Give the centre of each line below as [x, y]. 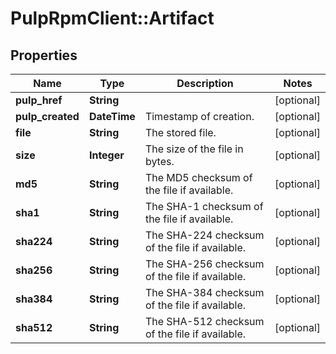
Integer [106, 155]
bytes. [159, 161]
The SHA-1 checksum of [204, 206]
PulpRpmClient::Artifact [112, 18]
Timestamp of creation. [199, 116]
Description [205, 83]
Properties [44, 55]
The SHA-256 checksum [204, 264]
